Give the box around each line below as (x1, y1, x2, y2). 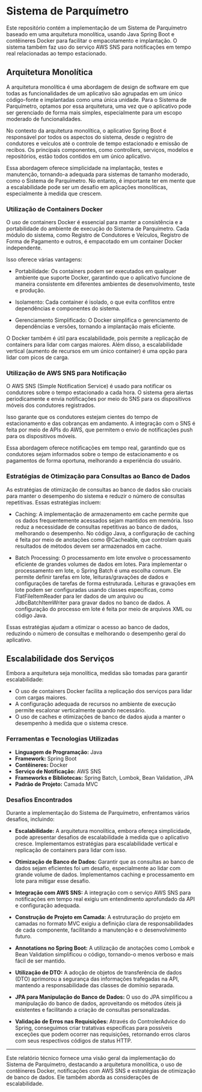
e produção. (14, 287, 46, 294)
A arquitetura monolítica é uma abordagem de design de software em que (6, 83, 189, 90)
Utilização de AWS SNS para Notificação (6, 369, 127, 377)
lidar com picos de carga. (6, 354, 69, 361)
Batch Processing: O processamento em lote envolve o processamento (14, 554, 191, 561)
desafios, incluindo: (6, 815, 55, 823)
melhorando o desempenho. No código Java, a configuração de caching (14, 529, 195, 537)
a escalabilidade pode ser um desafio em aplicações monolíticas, (6, 183, 168, 190)
